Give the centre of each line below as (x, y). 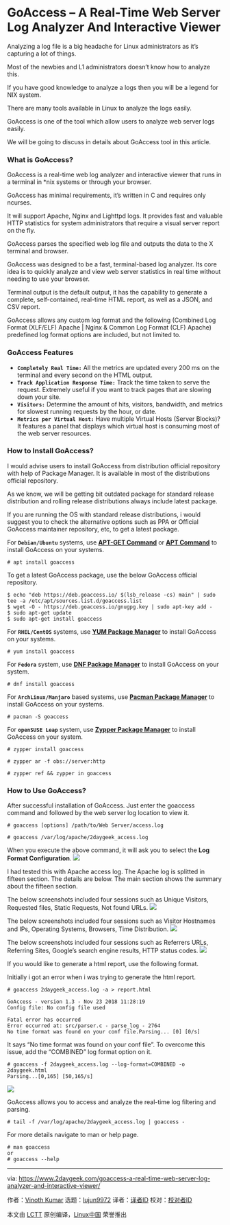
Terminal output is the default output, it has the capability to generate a (107, 293)
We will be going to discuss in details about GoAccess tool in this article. (109, 141)
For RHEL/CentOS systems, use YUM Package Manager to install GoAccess (112, 631)
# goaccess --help (33, 1159)
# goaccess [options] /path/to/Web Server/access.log (86, 825)
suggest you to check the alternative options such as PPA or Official (103, 522)
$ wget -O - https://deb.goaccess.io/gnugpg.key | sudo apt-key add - (110, 607)
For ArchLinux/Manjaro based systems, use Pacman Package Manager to (111, 697)
